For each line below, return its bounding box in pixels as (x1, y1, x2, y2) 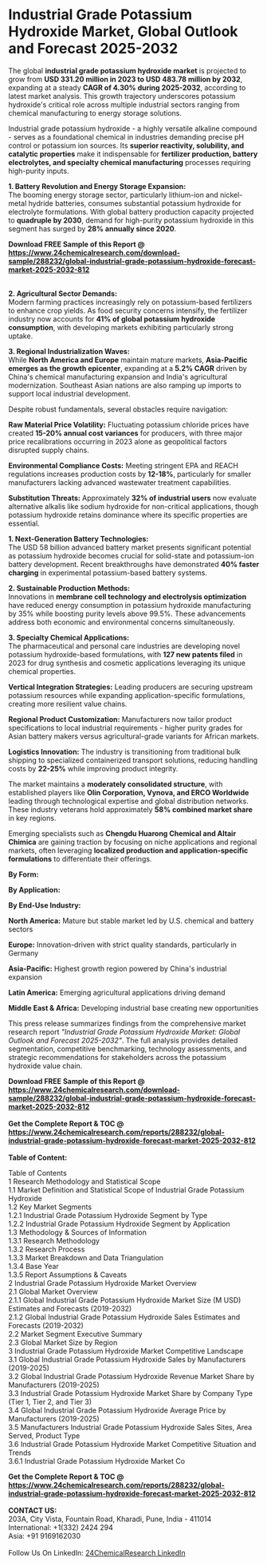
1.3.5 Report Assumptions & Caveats (8, 1270, 128, 1279)
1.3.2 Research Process (8, 1244, 85, 1254)
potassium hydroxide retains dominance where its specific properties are (8, 510, 248, 519)
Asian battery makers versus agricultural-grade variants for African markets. (8, 731, 259, 741)
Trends (8, 1448, 32, 1457)
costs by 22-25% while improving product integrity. (8, 763, 179, 773)
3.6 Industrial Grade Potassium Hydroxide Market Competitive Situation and (8, 1439, 257, 1449)
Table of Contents (8, 1168, 68, 1177)
